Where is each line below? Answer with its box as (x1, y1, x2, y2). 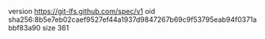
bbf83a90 (8, 23, 41, 32)
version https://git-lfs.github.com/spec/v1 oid (8, 7, 156, 16)
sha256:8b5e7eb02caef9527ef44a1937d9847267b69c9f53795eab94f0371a (8, 15, 257, 24)
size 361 (42, 23, 70, 32)
